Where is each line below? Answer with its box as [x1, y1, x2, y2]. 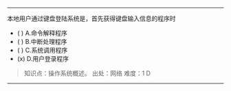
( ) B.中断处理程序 [16, 38, 67, 45]
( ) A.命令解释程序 [16, 29, 67, 37]
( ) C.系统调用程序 [16, 46, 68, 54]
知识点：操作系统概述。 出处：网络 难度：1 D [23, 69, 151, 77]
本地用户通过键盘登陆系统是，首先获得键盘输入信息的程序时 [7, 14, 176, 23]
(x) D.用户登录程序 [16, 55, 69, 62]
